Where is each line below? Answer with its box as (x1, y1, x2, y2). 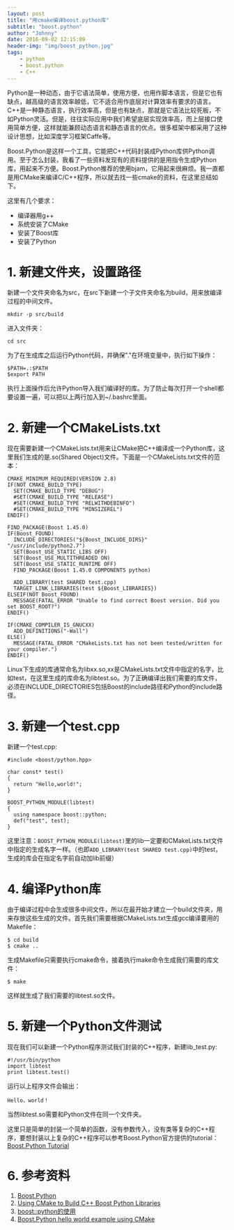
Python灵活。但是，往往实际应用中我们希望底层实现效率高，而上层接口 (13, 114, 217, 123)
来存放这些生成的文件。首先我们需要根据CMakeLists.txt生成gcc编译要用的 (7, 914, 219, 922)
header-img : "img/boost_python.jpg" (7, 42, 114, 49)
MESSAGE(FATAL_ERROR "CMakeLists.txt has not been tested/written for (13, 640, 223, 647)
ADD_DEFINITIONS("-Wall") (13, 628, 89, 635)
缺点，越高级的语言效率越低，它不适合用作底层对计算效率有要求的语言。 (7, 97, 214, 105)
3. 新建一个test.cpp (7, 718, 120, 734)
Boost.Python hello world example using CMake (17, 1215, 155, 1224)
